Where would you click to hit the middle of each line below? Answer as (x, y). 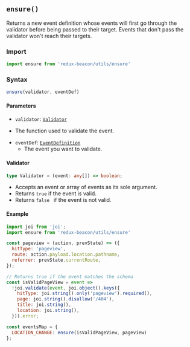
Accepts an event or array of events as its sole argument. (86, 187)
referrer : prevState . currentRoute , (56, 260)
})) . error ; (25, 316)
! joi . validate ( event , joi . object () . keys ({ (66, 288)
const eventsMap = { (32, 327)
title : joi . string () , (44, 305)
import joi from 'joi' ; (36, 227)
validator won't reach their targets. (49, 36)
